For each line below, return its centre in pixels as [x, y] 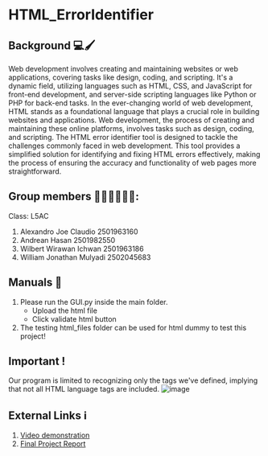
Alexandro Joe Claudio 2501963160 [79, 232]
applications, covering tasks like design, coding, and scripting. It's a [121, 77]
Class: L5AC [29, 216]
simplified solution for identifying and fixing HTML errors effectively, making [134, 154]
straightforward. [35, 171]
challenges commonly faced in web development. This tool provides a [124, 146]
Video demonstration [55, 435]
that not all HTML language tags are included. [84, 389]
